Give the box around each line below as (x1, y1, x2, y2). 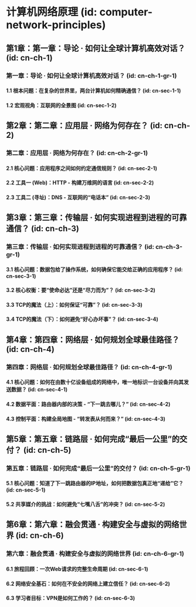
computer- (99, 5, 153, 19)
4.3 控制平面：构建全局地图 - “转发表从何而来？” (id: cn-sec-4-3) (6, 415, 165, 422)
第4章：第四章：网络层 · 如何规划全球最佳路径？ (6, 334, 180, 344)
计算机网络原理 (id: (6, 5, 97, 19)
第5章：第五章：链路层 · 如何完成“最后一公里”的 (6, 434, 180, 444)
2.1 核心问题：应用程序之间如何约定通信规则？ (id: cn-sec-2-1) (6, 164, 157, 171)
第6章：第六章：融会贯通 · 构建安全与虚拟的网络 (6, 519, 180, 530)
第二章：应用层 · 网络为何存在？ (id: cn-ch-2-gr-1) (6, 149, 148, 157)
